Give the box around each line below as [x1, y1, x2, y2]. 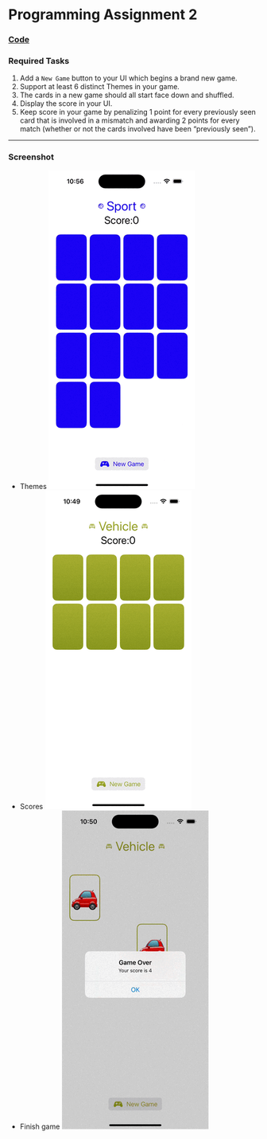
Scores [19, 801, 44, 811]
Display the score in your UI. [19, 99, 113, 108]
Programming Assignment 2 [8, 6, 198, 24]
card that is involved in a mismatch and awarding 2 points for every [19, 115, 240, 125]
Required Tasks [8, 56, 70, 67]
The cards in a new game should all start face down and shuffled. [19, 90, 234, 100]
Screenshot [8, 151, 54, 162]
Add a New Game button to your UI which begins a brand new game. [19, 73, 238, 83]
